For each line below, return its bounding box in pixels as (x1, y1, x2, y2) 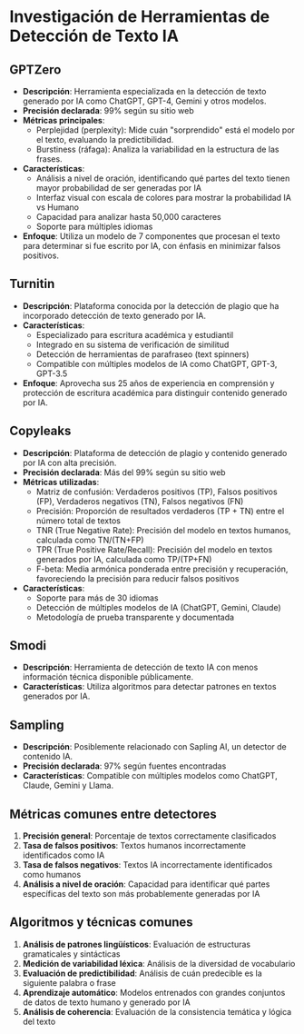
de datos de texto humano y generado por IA (22, 997, 191, 1008)
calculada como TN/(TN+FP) (35, 534, 144, 545)
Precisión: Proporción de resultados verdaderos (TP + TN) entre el (35, 505, 285, 516)
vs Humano (35, 202, 80, 213)
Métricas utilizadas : (22, 476, 100, 487)
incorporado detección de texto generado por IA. (22, 310, 207, 321)
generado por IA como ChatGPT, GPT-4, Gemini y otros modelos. (22, 95, 267, 106)
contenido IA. (22, 751, 74, 762)
